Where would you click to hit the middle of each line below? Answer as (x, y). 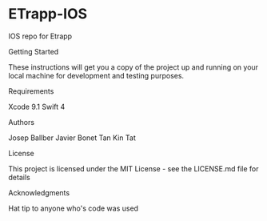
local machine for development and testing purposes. (96, 75)
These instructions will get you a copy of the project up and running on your (133, 67)
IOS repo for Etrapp (40, 36)
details (19, 177)
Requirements (31, 91)
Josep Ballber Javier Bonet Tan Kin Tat (72, 138)
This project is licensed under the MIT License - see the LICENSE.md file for (133, 168)
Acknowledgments (39, 192)
